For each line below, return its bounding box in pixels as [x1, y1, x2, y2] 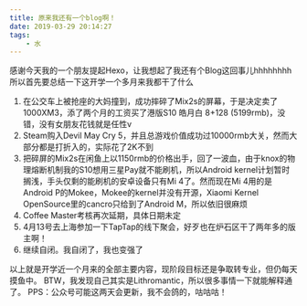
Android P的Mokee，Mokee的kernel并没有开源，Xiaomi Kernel [22, 187, 259, 198]
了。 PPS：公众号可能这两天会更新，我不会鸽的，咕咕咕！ [9, 287, 228, 298]
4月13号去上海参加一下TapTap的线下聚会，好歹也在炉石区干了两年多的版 [22, 221, 296, 233]
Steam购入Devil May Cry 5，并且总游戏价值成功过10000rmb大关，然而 [22, 130, 290, 142]
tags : [9, 30, 30, 39]
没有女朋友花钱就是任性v [38, 119, 132, 130]
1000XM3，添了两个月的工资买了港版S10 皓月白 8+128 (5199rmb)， [22, 107, 278, 119]
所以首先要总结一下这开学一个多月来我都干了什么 [9, 77, 194, 88]
